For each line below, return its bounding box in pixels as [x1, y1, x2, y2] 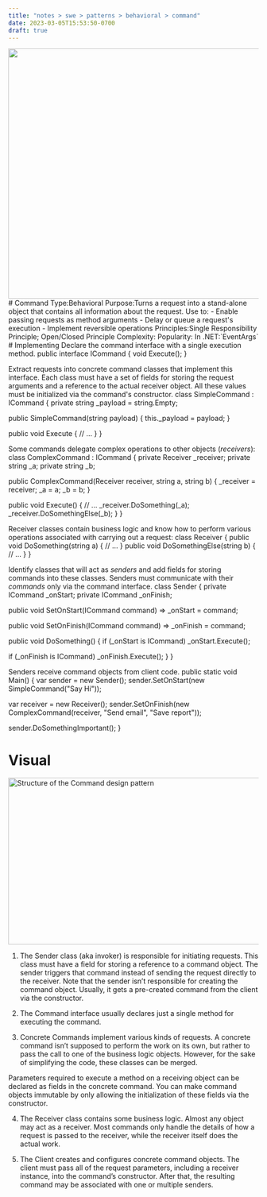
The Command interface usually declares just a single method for [19, 1008, 234, 1017]
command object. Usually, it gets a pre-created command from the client [19, 984, 258, 994]
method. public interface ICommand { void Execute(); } [8, 349, 188, 358]
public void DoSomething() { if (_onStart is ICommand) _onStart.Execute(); [8, 636, 250, 646]
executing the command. [19, 1017, 102, 1026]
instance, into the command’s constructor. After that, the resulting [19, 1171, 235, 1180]
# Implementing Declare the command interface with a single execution [8, 341, 242, 350]
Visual [8, 751, 52, 769]
